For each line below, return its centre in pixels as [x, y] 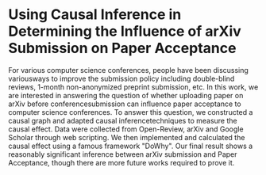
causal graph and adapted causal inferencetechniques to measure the [123, 120]
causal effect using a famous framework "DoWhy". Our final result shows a [131, 146]
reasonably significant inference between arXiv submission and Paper [123, 154]
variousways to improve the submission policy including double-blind [121, 78]
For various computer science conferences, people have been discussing [128, 70]
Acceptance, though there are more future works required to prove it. [121, 162]
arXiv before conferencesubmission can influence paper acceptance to [125, 104]
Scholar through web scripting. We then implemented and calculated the [127, 137]
